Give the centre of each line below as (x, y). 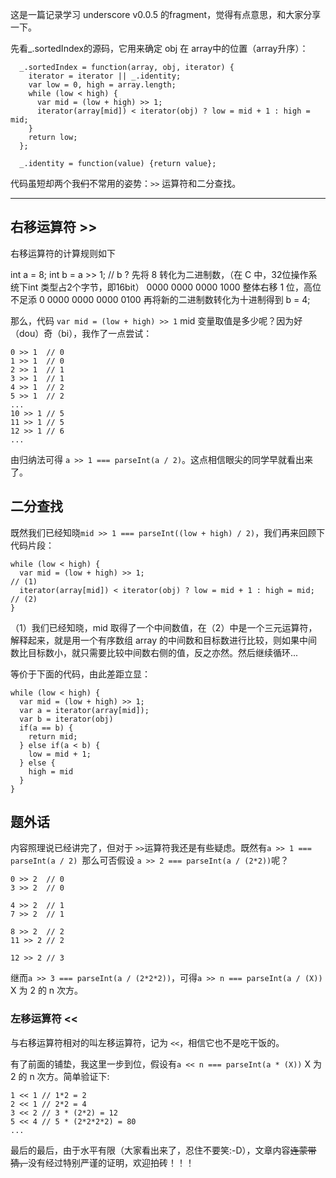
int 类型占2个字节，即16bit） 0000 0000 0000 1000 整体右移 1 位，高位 (174, 287)
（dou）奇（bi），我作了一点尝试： (81, 333)
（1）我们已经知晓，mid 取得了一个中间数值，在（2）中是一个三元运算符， (164, 627)
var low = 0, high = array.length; (102, 85)
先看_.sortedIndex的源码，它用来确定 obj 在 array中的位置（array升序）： (159, 48)
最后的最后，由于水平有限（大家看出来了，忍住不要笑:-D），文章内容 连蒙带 (163, 1150)
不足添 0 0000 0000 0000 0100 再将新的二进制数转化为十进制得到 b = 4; (160, 299)
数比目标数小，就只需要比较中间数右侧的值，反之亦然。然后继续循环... (154, 652)
